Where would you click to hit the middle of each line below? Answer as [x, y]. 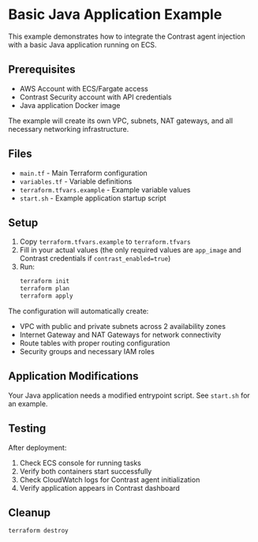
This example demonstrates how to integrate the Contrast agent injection [127, 36]
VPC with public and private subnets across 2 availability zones [123, 326]
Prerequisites [42, 70]
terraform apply [46, 296]
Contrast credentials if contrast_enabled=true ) [95, 259]
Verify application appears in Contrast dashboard [99, 488]
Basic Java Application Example [115, 15]
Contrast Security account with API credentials [95, 97]
